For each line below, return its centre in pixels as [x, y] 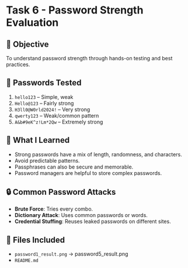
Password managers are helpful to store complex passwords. [88, 173]
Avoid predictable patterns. [47, 160]
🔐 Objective [27, 44]
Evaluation [32, 23]
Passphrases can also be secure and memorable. [74, 167]
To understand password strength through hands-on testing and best [89, 58]
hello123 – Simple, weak [44, 97]
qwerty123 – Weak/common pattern [57, 115]
